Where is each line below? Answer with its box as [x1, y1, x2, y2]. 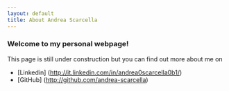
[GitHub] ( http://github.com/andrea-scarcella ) [17, 75, 149, 83]
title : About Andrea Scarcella [7, 17, 98, 23]
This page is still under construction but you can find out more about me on [7, 54, 223, 63]
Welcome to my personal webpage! [7, 39, 129, 49]
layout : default [7, 10, 54, 17]
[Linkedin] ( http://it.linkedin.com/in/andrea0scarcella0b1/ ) [17, 68, 183, 77]
